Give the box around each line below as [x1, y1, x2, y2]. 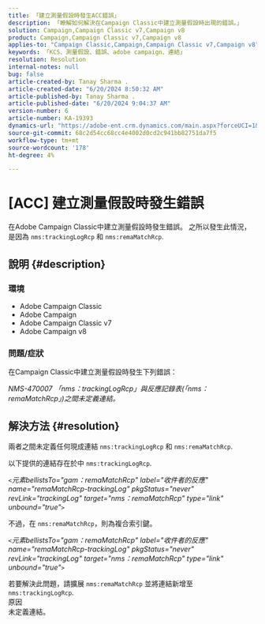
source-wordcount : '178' [8, 144, 90, 152]
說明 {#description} [8, 257, 106, 271]
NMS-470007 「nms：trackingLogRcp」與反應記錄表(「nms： [8, 384, 209, 393]
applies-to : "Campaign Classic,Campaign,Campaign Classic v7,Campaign [8, 41, 245, 49]
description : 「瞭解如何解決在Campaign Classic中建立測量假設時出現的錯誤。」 [8, 19, 243, 27]
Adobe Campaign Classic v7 [19, 318, 112, 328]
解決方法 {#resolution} [8, 419, 120, 433]
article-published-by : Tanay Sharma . [8, 92, 136, 100]
